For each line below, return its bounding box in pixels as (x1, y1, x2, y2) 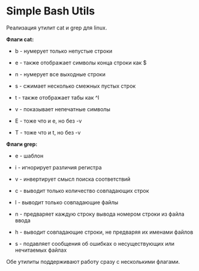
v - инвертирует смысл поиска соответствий (14, 175, 131, 183)
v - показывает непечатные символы (14, 105, 111, 112)
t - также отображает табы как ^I (14, 94, 99, 101)
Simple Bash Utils (6, 4, 95, 18)
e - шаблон (14, 152, 44, 159)
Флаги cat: (6, 35, 34, 43)
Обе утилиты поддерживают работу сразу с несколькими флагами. (6, 258, 180, 265)
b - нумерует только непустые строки (14, 47, 113, 55)
